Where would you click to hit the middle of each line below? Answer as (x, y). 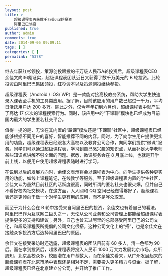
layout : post (19, 10)
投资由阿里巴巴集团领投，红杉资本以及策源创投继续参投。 (64, 84)
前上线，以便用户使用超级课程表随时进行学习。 (53, 161)
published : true (22, 29)
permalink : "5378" (24, 56)
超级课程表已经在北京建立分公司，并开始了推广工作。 (60, 268)
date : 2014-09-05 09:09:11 (33, 43)
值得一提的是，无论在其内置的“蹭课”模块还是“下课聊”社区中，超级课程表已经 (83, 130)
